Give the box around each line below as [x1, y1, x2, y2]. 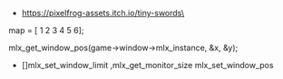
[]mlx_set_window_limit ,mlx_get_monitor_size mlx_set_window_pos [21, 60, 274, 70]
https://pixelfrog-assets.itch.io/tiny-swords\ [21, 8, 185, 18]
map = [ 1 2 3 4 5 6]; [8, 25, 84, 35]
